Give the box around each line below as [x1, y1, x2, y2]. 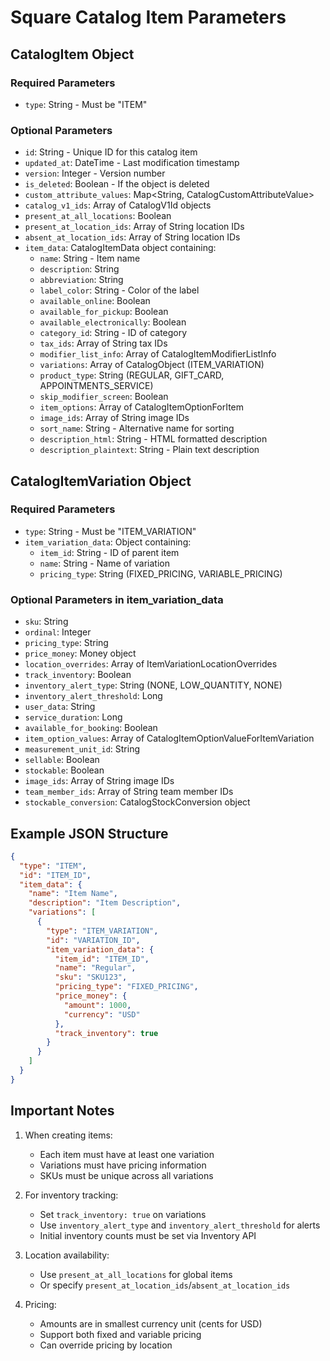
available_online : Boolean [39, 295, 151, 307]
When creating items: [24, 1129, 113, 1141]
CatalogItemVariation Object [10, 472, 192, 490]
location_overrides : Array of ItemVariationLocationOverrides [24, 658, 278, 670]
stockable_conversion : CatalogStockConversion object [24, 796, 251, 808]
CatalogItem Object [10, 46, 135, 63]
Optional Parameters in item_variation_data [10, 592, 224, 606]
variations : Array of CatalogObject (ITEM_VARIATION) [39, 359, 265, 371]
